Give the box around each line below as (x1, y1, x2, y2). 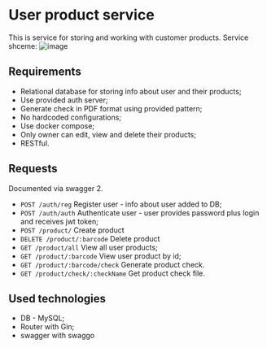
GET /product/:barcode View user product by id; (20, 250, 182, 261)
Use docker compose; (20, 120, 95, 131)
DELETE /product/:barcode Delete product (20, 233, 160, 243)
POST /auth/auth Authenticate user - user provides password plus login (20, 207, 260, 217)
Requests (8, 162, 58, 176)
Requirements (8, 65, 81, 79)
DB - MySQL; (20, 313, 65, 323)
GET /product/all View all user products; (20, 242, 159, 252)
